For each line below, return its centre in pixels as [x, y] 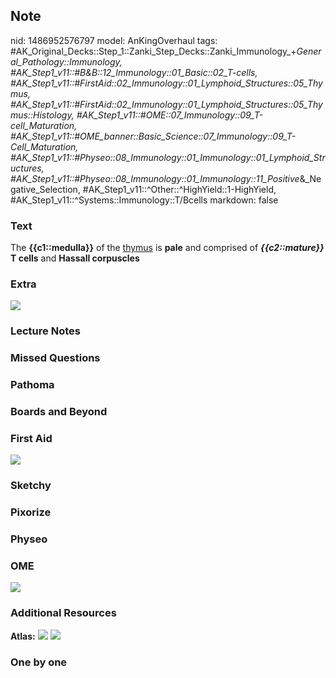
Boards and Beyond [59, 412]
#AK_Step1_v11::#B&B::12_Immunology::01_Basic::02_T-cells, [134, 72]
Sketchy [31, 486]
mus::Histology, [42, 115]
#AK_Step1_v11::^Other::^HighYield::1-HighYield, [179, 189]
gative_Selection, [45, 189]
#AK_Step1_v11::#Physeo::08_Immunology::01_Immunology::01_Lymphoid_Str [168, 157]
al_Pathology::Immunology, [66, 61]
